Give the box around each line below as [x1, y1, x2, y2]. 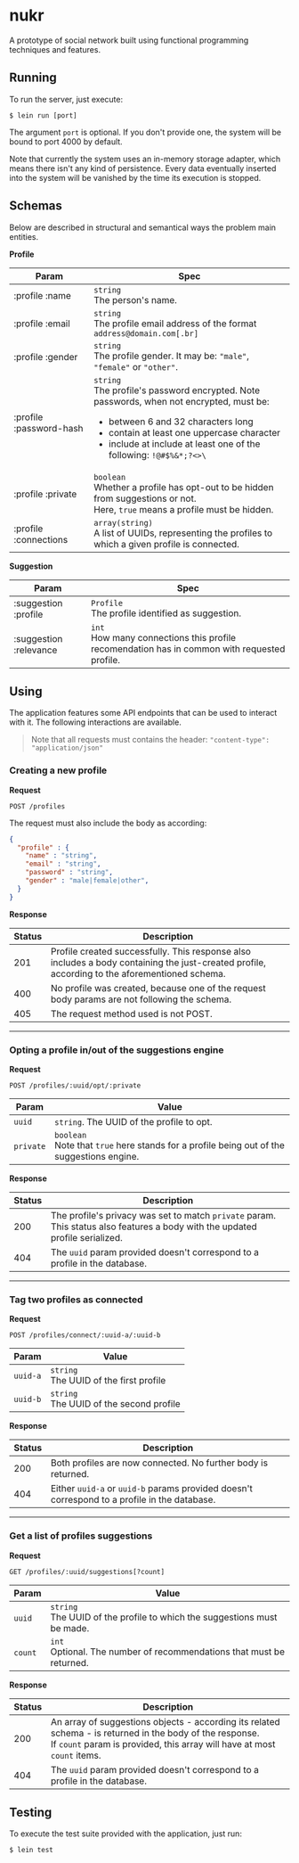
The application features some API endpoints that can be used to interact [9, 708, 278, 718]
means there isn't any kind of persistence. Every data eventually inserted [9, 162, 277, 174]
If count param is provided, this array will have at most [50, 1737, 276, 1750]
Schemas [9, 198, 62, 214]
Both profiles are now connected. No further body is [50, 1457, 269, 1469]
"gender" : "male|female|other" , [25, 876, 149, 885]
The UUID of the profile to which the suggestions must [50, 1611, 278, 1623]
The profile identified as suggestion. [90, 607, 242, 620]
